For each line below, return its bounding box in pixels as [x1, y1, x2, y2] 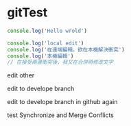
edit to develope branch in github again [7, 98, 118, 106]
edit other [7, 71, 35, 79]
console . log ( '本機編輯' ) [7, 53, 74, 60]
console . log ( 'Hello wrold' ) [7, 27, 88, 34]
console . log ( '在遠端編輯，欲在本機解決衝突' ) [7, 46, 125, 53]
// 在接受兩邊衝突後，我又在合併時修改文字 [7, 59, 114, 66]
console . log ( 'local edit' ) [7, 40, 84, 47]
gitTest [7, 5, 48, 21]
